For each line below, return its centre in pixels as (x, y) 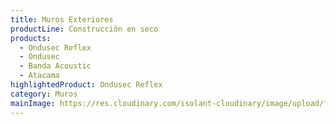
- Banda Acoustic (55, 66)
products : (31, 38)
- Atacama (39, 76)
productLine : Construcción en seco (84, 29)
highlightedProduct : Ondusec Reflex (86, 85)
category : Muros (44, 94)
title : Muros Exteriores (62, 19)
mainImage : (33, 103)
